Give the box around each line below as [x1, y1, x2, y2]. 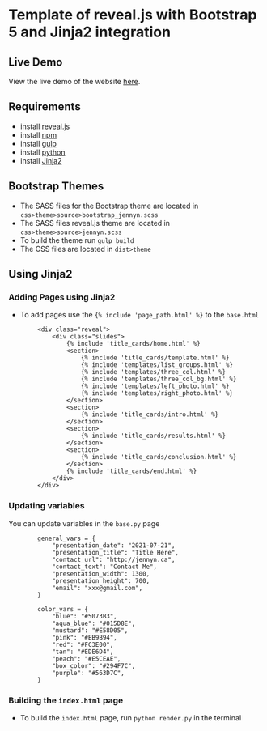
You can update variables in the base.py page [8, 518, 160, 528]
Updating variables [8, 500, 85, 512]
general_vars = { [37, 534, 95, 542]
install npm [19, 130, 57, 139]
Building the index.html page [8, 695, 124, 706]
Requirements [8, 100, 81, 114]
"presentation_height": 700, [51, 576, 150, 584]
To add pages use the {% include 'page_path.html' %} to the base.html [19, 310, 260, 320]
